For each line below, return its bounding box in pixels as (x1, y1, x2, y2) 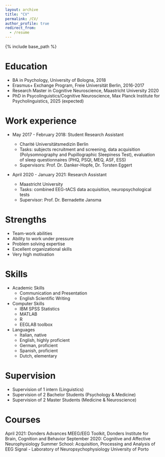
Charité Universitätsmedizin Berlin (19, 141, 89, 147)
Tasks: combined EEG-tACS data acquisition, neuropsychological (19, 186, 151, 192)
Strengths (5, 214, 47, 226)
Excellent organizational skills (12, 246, 72, 252)
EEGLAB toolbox (19, 321, 53, 327)
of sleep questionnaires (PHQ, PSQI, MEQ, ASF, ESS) (19, 157, 126, 163)
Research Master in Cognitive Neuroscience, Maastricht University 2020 (12, 87, 159, 94)
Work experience (5, 115, 77, 127)
